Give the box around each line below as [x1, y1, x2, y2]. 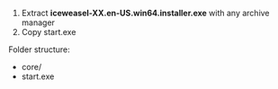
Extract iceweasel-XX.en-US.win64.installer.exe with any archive [21, 8, 271, 18]
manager [21, 17, 56, 28]
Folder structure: [8, 44, 71, 55]
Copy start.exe [21, 27, 76, 37]
